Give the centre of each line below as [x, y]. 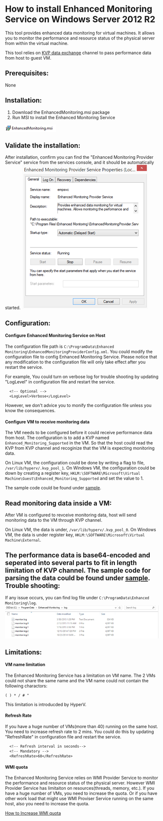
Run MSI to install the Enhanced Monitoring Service [63, 117]
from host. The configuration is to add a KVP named [57, 438]
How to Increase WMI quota [33, 813]
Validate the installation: [43, 145]
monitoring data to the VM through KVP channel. [54, 520]
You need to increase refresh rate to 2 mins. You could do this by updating [80, 732]
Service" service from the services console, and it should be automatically [80, 163]
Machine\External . [23, 540]
